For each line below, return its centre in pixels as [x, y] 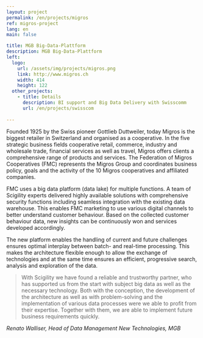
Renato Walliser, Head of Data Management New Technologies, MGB [94, 328]
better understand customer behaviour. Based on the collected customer [98, 215]
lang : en [17, 29]
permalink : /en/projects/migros [47, 18]
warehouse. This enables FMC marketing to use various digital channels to [100, 208]
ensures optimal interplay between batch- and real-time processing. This [98, 246]
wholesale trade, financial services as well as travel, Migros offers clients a [100, 151]
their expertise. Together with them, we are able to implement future [107, 310]
